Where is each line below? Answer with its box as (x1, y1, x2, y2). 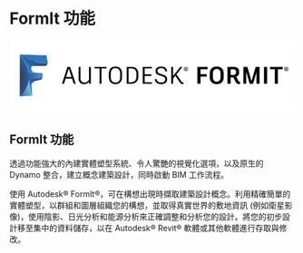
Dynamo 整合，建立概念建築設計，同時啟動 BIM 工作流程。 (9, 169, 230, 180)
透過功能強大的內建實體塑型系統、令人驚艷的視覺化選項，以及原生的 (9, 158, 264, 169)
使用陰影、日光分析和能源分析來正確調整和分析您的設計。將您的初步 (28, 210, 283, 222)
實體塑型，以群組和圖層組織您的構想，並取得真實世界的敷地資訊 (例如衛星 (9, 199, 286, 210)
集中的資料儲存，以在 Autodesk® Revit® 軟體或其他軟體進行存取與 (33, 222, 279, 233)
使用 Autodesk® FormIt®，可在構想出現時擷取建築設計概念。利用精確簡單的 (9, 188, 291, 199)
